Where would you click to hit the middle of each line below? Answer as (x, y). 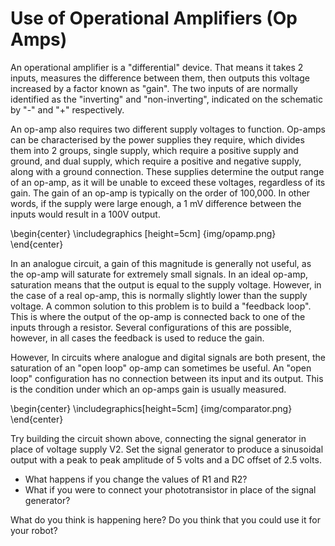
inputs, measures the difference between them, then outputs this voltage (160, 78)
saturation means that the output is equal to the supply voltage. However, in (166, 284)
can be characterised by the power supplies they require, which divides (157, 139)
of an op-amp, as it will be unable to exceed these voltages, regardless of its (168, 182)
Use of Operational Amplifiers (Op (154, 18)
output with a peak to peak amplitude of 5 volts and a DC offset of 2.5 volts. (166, 459)
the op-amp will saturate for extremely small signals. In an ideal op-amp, (159, 274)
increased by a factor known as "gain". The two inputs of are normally (154, 88)
